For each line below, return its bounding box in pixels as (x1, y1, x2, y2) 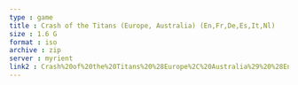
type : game (9, 12, 53, 22)
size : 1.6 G (9, 29, 58, 38)
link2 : (9, 63, 38, 72)
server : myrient (9, 54, 74, 63)
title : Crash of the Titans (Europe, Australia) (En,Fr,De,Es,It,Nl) (9, 21, 276, 30)
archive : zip (9, 46, 62, 55)
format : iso (9, 37, 58, 47)
